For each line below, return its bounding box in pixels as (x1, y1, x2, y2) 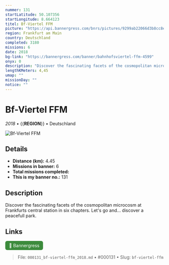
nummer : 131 (5, 7, 30, 13)
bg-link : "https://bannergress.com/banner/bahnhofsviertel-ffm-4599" (5, 54, 154, 59)
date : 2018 (5, 49, 28, 54)
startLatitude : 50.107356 (5, 12, 59, 17)
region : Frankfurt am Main (5, 31, 62, 36)
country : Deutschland (5, 36, 51, 41)
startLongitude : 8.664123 (5, 17, 59, 22)
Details (5, 144, 28, 153)
